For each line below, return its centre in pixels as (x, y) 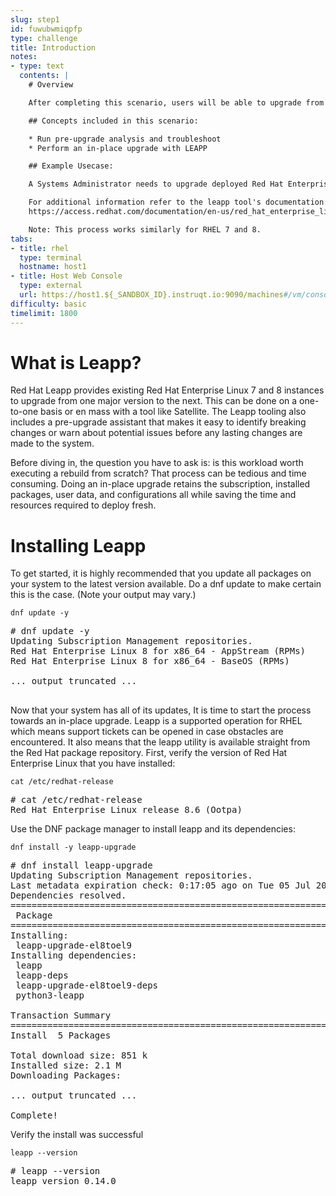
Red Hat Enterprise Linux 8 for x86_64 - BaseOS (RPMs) (150, 661)
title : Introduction (53, 47)
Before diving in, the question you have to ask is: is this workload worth (157, 463)
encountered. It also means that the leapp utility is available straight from (160, 742)
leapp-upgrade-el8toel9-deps (87, 985)
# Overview (51, 85)
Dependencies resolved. (68, 895)
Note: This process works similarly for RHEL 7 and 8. (145, 229)
